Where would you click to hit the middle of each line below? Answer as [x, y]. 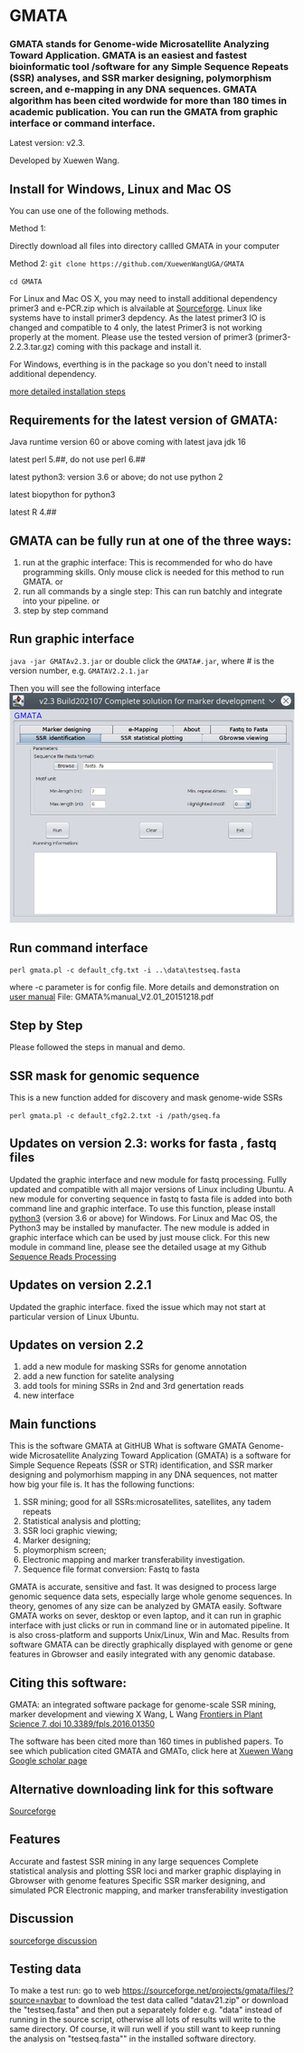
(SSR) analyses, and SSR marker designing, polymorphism [141, 78]
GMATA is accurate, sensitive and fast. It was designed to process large [143, 1587]
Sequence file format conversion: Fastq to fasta [111, 1569]
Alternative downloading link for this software [142, 1789]
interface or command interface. [82, 123]
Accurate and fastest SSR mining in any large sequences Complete [134, 1861]
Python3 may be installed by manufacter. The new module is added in [139, 1228]
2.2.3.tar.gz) [32, 347]
